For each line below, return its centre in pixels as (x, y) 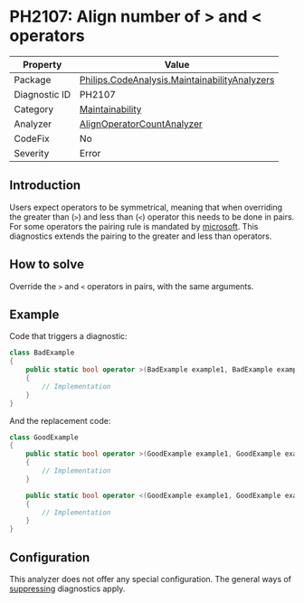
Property (42, 64)
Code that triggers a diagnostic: (69, 336)
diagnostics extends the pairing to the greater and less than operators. (141, 236)
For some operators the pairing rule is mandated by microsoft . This (134, 226)
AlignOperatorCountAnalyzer (142, 124)
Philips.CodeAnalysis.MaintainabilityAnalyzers (177, 80)
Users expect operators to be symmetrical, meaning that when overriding (146, 207)
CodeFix (32, 138)
